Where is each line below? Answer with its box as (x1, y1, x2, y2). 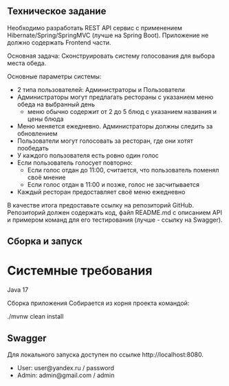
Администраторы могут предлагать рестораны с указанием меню (17, 93, 214, 101)
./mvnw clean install (7, 313, 64, 321)
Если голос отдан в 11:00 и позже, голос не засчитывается (27, 180, 199, 188)
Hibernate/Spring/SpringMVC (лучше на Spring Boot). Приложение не (7, 31, 209, 39)
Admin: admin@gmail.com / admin (17, 371, 115, 379)
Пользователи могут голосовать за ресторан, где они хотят (17, 137, 194, 145)
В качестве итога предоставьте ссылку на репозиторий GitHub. (7, 201, 195, 209)
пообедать (17, 144, 50, 152)
